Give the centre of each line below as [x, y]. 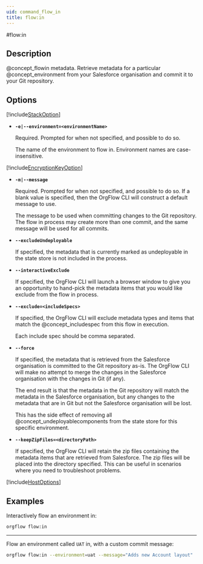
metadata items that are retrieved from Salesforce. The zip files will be [102, 458]
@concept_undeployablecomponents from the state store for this [96, 421]
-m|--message [31, 180]
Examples [25, 501]
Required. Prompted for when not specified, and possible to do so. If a [102, 191]
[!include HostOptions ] [34, 482]
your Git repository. [30, 81]
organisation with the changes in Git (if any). [70, 379]
